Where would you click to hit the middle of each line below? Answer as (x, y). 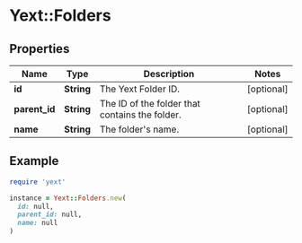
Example (34, 161)
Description (169, 74)
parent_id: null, (50, 215)
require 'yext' (38, 182)
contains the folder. (140, 115)
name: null (38, 223)
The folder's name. (139, 129)
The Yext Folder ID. (140, 89)
